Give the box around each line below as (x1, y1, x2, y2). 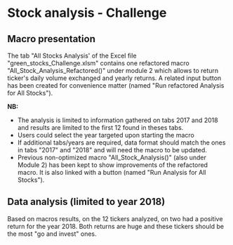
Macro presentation (7, 33, 96, 45)
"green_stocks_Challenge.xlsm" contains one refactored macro (7, 59, 189, 67)
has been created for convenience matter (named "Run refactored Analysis (7, 81, 225, 89)
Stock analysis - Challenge (7, 5, 167, 21)
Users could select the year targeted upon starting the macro (17, 131, 195, 139)
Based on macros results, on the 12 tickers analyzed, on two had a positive (7, 214, 223, 223)
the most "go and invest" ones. (7, 230, 97, 238)
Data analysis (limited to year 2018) (7, 196, 166, 208)
